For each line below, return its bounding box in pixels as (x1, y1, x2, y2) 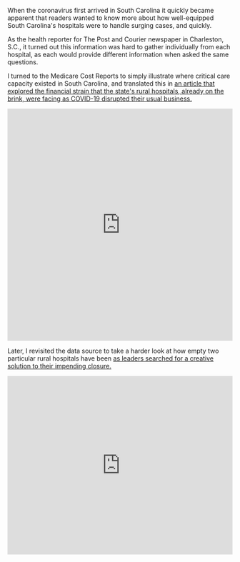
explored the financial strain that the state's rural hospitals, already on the (7, 87, 224, 95)
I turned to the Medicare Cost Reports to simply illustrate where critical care (7, 71, 231, 80)
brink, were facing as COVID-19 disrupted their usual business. (7, 94, 192, 103)
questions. (7, 58, 39, 66)
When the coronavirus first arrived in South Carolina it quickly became (7, 6, 214, 14)
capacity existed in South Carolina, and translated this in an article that (7, 79, 216, 88)
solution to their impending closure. (7, 362, 112, 370)
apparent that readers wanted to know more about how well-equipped (7, 14, 214, 22)
